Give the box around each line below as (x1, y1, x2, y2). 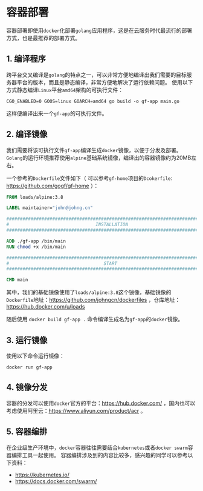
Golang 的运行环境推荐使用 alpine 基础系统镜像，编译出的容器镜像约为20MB (6, 154, 192, 161)
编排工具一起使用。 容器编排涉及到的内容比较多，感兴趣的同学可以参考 (11, 451, 188, 458)
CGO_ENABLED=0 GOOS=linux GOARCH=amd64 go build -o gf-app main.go (6, 98, 180, 104)
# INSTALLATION (6, 222, 129, 228)
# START (6, 260, 118, 267)
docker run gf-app (6, 364, 53, 370)
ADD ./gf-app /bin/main (6, 238, 66, 244)
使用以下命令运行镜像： (6, 352, 65, 359)
